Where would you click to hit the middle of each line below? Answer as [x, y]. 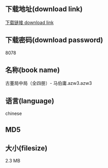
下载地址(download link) [44, 9]
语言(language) [30, 101]
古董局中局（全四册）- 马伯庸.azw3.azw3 [49, 83]
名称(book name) [33, 70]
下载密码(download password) [54, 40]
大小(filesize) [26, 148]
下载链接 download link [30, 22]
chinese [13, 113]
